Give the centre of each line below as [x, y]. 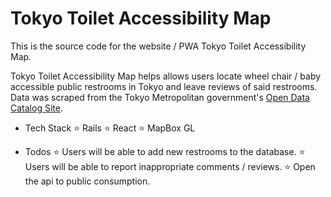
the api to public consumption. [87, 181]
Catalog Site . [36, 108]
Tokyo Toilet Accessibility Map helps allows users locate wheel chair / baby [166, 76]
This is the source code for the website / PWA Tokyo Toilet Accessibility [158, 46]
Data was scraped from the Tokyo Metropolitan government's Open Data [160, 97]
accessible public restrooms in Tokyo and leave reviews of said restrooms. [164, 86]
